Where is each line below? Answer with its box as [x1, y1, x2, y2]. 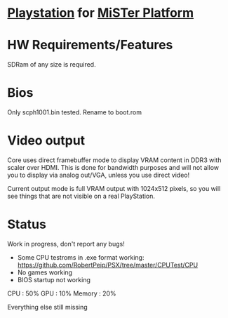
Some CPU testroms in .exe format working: [17, 253, 145, 261]
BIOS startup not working [17, 275, 91, 284]
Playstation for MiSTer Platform [7, 5, 194, 21]
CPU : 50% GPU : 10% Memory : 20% [7, 289, 117, 298]
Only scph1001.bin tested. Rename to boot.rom [7, 108, 142, 117]
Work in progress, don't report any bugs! [7, 239, 125, 248]
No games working [17, 268, 72, 277]
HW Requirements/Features [7, 37, 173, 53]
